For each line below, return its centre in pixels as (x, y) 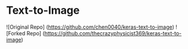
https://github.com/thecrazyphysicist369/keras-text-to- (113, 33)
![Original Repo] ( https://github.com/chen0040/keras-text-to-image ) (90, 27)
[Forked (16, 33)
